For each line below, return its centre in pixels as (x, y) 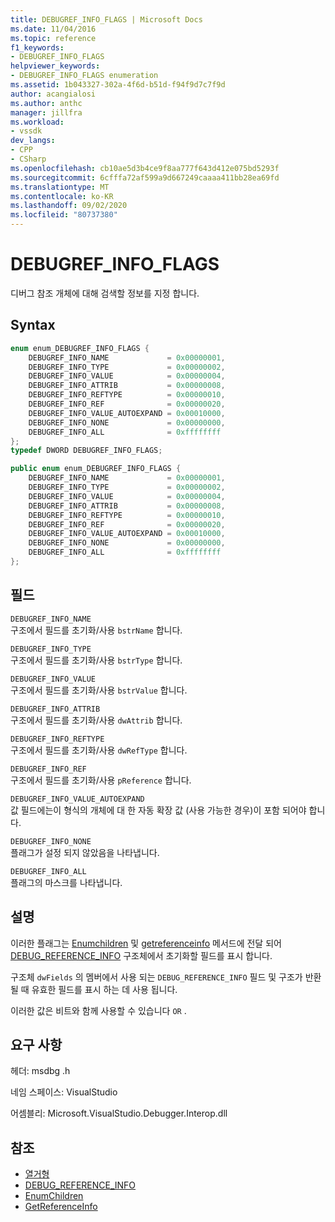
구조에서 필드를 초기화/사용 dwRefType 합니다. (99, 750)
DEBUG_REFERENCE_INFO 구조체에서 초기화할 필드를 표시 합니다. (141, 955)
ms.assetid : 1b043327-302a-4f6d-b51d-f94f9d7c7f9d (118, 85)
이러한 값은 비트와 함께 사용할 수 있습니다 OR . (98, 1010)
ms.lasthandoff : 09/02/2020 (69, 206)
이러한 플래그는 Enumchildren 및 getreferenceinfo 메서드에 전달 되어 (146, 943)
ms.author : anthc (46, 103)
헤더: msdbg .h (40, 1071)
